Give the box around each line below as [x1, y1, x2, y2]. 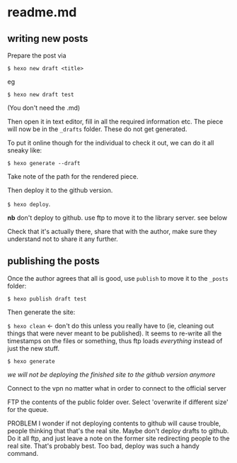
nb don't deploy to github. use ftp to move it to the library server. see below [7, 213, 228, 222]
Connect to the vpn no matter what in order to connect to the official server [7, 384, 226, 392]
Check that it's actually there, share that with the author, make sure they [7, 228, 217, 235]
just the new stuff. [7, 344, 60, 352]
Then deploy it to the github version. [7, 186, 113, 194]
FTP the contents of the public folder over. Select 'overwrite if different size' [7, 398, 229, 406]
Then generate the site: [7, 308, 76, 316]
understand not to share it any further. [7, 235, 118, 243]
